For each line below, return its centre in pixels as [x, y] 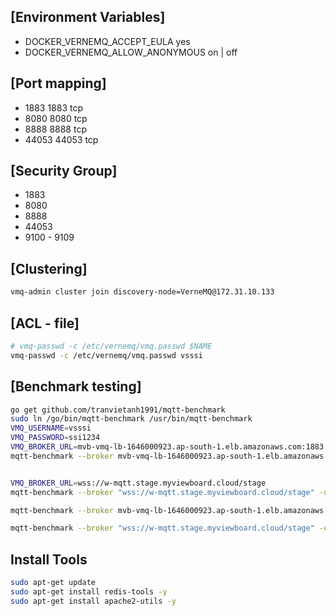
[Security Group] [64, 171]
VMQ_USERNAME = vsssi [51, 428]
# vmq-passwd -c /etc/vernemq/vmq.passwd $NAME [111, 346]
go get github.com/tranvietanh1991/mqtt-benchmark [118, 410]
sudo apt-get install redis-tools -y [89, 591]
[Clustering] [49, 268]
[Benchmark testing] [76, 386]
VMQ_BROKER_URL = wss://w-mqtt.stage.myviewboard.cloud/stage [138, 483]
